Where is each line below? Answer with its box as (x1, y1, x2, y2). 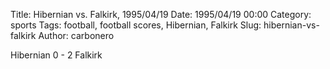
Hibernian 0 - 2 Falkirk (10, 49, 103, 61)
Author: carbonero (38, 30, 115, 41)
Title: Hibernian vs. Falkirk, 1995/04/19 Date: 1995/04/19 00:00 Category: (10, 9, 312, 20)
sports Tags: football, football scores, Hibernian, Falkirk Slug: (10, 19, 262, 31)
